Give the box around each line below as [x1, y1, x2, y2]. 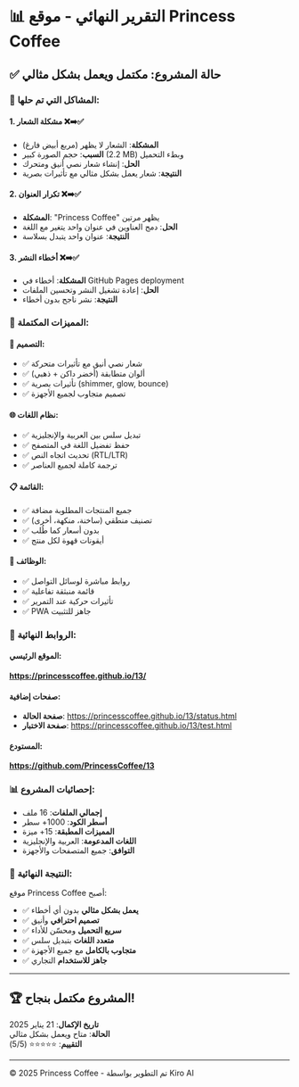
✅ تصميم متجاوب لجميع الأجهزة [21, 388, 126, 399]
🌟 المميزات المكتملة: [9, 317, 89, 329]
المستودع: [9, 741, 43, 751]
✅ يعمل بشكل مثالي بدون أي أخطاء [21, 904, 140, 915]
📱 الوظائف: [9, 556, 47, 567]
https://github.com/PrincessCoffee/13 [9, 760, 155, 771]
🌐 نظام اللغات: [9, 409, 59, 419]
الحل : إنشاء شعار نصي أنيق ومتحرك [21, 158, 141, 169]
